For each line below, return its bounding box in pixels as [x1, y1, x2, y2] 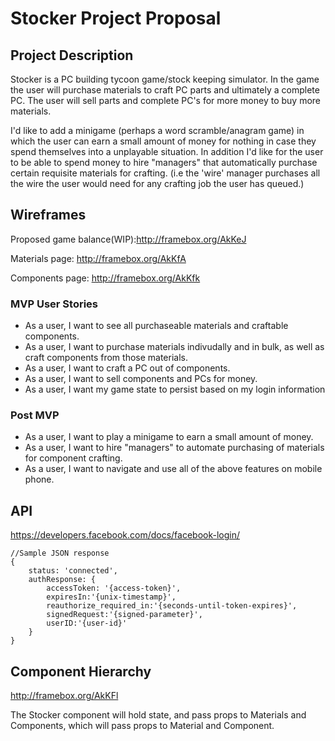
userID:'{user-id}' [46, 618, 128, 629]
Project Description [10, 47, 134, 64]
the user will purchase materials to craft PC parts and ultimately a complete [10, 84, 320, 96]
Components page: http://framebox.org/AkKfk [10, 272, 201, 284]
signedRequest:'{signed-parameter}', [46, 610, 203, 620]
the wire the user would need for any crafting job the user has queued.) [10, 178, 305, 189]
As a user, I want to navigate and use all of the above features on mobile [24, 463, 323, 475]
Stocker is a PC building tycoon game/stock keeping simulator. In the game [10, 73, 320, 85]
